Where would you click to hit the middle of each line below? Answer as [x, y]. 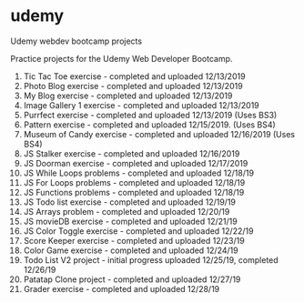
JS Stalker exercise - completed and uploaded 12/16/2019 [132, 153]
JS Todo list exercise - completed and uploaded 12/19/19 [129, 202]
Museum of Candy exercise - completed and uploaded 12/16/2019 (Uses [159, 134]
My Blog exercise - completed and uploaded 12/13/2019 [128, 96]
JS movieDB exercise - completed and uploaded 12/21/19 [130, 221]
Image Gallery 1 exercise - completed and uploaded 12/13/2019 [142, 105]
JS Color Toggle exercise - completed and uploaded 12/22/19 [138, 231]
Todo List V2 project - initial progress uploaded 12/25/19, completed [151, 259]
